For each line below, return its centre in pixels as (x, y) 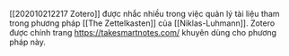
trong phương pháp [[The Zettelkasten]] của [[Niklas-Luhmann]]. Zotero (142, 23)
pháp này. (28, 42)
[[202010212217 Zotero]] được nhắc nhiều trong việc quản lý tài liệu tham (144, 14)
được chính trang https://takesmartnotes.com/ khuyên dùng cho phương (143, 32)
